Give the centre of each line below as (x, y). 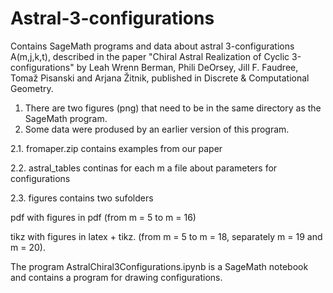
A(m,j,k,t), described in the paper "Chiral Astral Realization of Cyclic (150, 56)
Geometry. (32, 88)
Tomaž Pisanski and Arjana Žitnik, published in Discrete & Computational (160, 78)
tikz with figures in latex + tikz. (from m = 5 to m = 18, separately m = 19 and (166, 236)
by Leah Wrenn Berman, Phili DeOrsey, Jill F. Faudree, (187, 67)
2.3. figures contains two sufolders (82, 198)
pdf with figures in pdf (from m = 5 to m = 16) (103, 217)
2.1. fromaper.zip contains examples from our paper (116, 148)
